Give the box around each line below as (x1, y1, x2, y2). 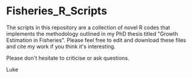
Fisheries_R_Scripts (6, 4, 107, 18)
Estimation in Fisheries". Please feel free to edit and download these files (6, 36, 186, 43)
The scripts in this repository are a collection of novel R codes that (6, 24, 170, 31)
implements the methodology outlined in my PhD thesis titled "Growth (6, 30, 178, 37)
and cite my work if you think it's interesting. (6, 43, 116, 50)
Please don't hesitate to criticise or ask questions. (6, 54, 130, 61)
